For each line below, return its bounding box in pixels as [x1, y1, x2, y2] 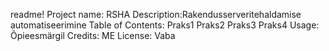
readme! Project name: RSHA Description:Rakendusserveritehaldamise [10, 9, 302, 20]
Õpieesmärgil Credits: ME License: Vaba [10, 30, 176, 41]
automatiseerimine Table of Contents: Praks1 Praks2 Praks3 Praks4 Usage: [10, 19, 320, 31]
